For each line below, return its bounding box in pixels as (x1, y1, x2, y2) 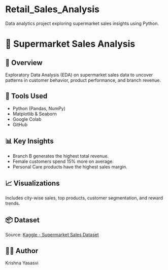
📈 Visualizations (5, 179, 60, 187)
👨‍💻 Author (5, 246, 39, 255)
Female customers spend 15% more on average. (12, 158, 114, 164)
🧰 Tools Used (5, 92, 48, 100)
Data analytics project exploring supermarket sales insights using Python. (5, 20, 159, 26)
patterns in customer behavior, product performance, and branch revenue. (5, 77, 161, 83)
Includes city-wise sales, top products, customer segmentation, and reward (5, 195, 163, 201)
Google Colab (12, 116, 42, 122)
